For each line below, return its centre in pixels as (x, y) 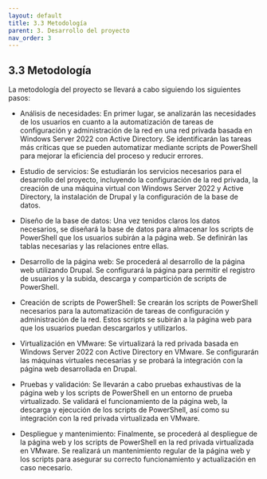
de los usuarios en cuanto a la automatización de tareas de (116, 122)
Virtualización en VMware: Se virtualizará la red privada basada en (129, 343)
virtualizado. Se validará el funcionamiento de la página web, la (124, 402)
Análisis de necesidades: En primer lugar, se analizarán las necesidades (138, 113)
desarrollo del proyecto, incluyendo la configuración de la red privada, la (139, 180)
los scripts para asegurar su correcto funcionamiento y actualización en (138, 459)
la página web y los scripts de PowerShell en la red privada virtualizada (137, 442)
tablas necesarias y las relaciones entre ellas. (94, 246)
